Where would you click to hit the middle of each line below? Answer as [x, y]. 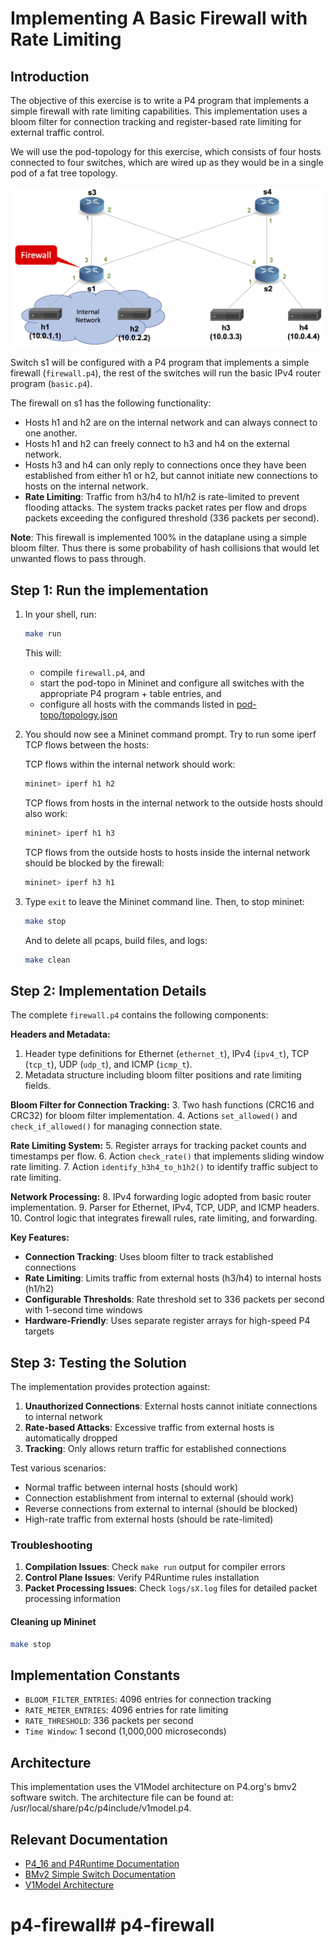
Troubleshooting [51, 1545]
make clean [47, 960]
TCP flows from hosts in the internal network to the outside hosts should [173, 803]
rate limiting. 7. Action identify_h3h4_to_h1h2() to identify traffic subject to [164, 1167]
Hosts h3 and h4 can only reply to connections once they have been [165, 465]
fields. [37, 1086]
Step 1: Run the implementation [109, 590]
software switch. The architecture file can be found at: [122, 1798]
